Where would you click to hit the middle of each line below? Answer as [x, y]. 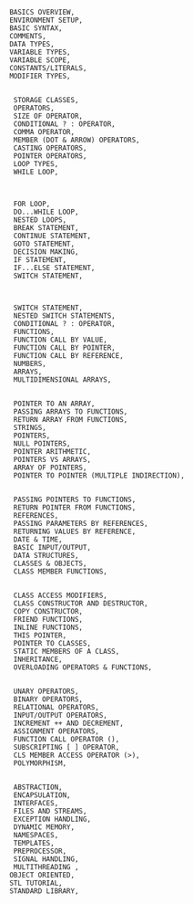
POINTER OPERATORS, [50, 156]
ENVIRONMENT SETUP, [46, 20]
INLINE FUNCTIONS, [48, 627]
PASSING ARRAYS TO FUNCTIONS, [71, 412]
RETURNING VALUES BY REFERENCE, [75, 531]
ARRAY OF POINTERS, [50, 468]
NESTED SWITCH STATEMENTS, [64, 316]
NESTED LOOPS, [40, 220]
